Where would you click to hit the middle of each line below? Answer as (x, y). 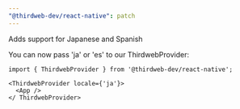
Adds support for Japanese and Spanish (76, 39)
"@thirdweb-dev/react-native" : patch (72, 16)
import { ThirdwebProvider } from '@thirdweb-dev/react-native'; (120, 69)
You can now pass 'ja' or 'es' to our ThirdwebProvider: (99, 54)
